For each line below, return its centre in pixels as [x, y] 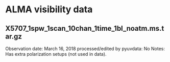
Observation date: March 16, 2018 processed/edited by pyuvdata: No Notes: [85, 49]
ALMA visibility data [49, 9]
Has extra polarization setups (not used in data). [56, 54]
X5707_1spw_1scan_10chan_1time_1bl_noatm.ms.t [85, 28]
